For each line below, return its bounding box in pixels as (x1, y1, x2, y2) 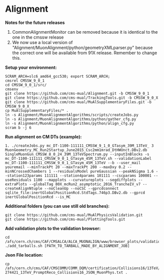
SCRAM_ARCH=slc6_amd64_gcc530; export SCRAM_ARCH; (5, 74, 110, 79)
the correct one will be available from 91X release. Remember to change (12, 50, 157, 56)
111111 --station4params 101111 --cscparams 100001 (44, 173, 152, 178)
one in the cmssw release (12, 34, 64, 40)
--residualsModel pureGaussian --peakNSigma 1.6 (53, 169, 154, 174)
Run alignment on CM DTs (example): (5, 133, 82, 140)
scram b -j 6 (5, 125, 32, 130)
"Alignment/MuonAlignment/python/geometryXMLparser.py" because (12, 44, 153, 50)
